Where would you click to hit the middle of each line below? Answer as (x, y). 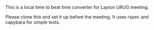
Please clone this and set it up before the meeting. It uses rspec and (77, 17)
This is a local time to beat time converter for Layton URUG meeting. (77, 7)
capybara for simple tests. (33, 22)
